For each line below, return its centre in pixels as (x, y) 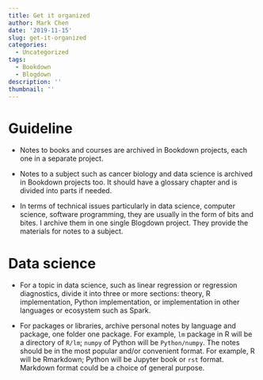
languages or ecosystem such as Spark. (85, 310)
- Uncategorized (42, 52)
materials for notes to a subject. (71, 231)
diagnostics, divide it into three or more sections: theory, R (115, 294)
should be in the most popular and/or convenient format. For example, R (137, 351)
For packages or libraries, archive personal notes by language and (128, 326)
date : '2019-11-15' (40, 30)
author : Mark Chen (38, 23)
